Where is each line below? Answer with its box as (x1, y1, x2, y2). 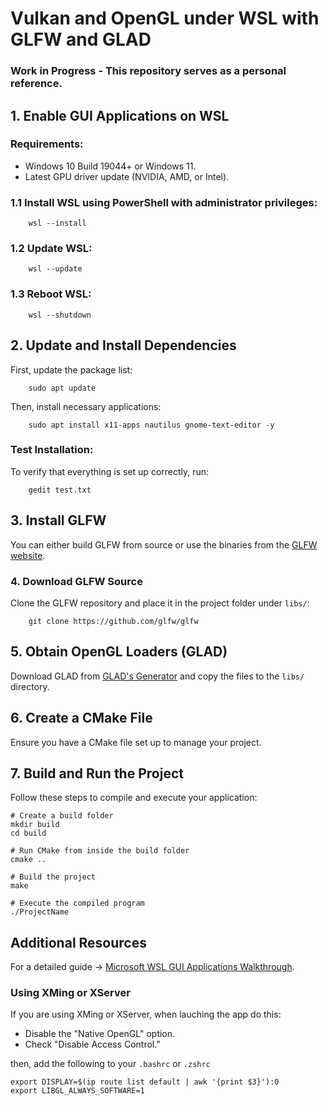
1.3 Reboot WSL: (10, 287, 92, 301)
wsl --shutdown (28, 310, 92, 320)
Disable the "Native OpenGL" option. (24, 1028, 176, 1040)
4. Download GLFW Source (10, 574, 143, 588)
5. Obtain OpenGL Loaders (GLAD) (10, 643, 228, 661)
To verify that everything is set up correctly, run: (10, 465, 210, 477)
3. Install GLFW (10, 512, 107, 529)
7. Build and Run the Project (10, 765, 184, 782)
